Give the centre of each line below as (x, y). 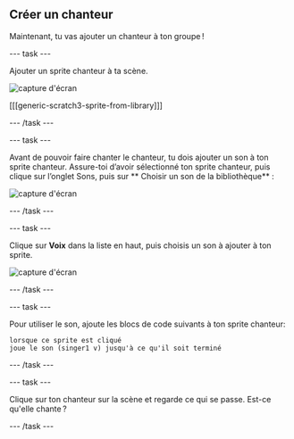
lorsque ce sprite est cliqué (66, 340)
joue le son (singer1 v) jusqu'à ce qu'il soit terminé (115, 348)
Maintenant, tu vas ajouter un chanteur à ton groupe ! (107, 36)
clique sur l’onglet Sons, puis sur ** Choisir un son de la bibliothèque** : (142, 176)
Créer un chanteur (61, 15)
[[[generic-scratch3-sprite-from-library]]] (86, 105)
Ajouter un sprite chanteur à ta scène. (79, 70)
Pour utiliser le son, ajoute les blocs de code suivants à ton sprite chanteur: (147, 324)
